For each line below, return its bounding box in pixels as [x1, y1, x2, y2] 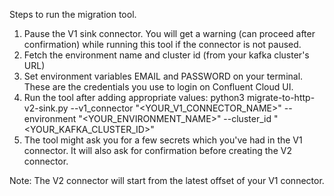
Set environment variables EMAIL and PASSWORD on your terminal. [23, 70, 304, 82]
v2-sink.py [23, 102, 69, 114]
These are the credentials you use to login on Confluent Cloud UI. [23, 81, 294, 93]
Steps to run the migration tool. [9, 9, 137, 20]
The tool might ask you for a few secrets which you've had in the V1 [23, 134, 303, 146]
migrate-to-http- [246, 92, 316, 103]
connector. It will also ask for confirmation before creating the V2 [23, 145, 292, 156]
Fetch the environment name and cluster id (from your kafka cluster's [23, 49, 310, 61]
